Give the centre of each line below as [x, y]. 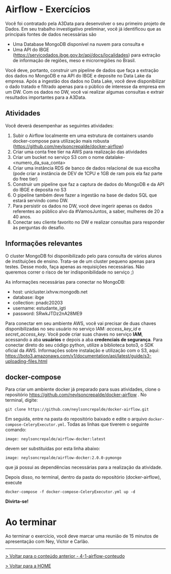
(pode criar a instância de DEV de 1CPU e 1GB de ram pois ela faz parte [88, 173]
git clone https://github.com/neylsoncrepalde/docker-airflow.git [77, 409]
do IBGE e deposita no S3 [39, 189]
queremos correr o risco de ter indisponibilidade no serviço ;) [69, 272]
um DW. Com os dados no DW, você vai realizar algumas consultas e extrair [85, 92]
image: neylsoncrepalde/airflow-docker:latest [55, 439]
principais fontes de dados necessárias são [51, 34]
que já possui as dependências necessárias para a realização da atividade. [84, 468]
